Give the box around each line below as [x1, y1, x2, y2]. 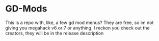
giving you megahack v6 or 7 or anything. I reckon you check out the [5, 24, 150, 30]
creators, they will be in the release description [5, 30, 104, 36]
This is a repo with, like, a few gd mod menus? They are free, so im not [5, 19, 154, 25]
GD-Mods [5, 3, 47, 14]
